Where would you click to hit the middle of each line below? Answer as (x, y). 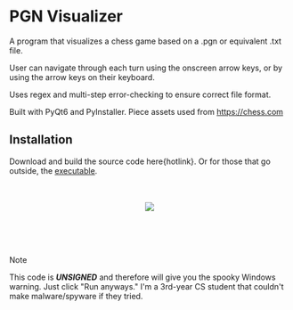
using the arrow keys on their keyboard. (82, 77)
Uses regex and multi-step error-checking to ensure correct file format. (140, 94)
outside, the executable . (53, 170)
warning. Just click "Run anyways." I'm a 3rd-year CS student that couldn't (146, 286)
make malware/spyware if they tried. (76, 296)
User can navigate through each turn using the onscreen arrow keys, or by (146, 68)
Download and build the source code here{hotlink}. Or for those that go (140, 161)
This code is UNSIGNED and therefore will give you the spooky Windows (142, 277)
